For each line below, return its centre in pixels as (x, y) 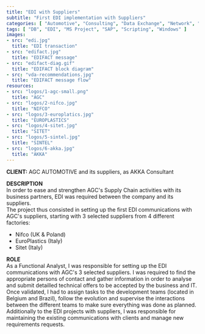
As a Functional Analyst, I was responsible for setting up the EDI (87, 265)
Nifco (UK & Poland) (40, 234)
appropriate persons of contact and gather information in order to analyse (99, 278)
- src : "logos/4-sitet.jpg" (42, 126)
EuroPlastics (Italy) (39, 241)
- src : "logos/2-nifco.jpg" (42, 103)
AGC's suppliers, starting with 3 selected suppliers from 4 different (91, 216)
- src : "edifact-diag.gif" (41, 63)
